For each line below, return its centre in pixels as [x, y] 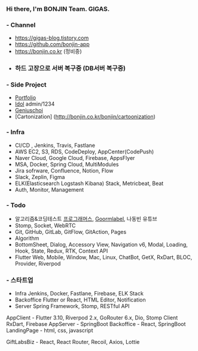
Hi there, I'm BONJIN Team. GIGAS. [58, 9]
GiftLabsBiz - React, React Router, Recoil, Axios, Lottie [73, 342]
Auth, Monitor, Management [49, 189]
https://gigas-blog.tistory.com [52, 38]
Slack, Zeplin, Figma [40, 177]
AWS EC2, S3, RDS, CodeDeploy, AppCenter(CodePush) [84, 152]
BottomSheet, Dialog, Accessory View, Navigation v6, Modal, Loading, [101, 245]
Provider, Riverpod [38, 264]
